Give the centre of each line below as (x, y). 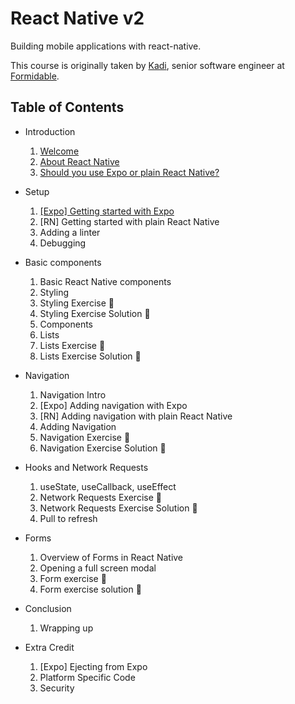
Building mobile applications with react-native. (106, 46)
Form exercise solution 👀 (90, 589)
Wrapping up (66, 628)
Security (57, 688)
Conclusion (48, 608)
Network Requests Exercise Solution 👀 (118, 508)
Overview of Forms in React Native (111, 557)
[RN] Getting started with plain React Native (129, 221)
